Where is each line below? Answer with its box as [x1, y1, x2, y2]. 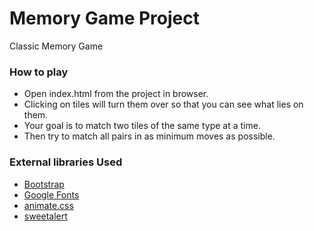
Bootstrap [23, 178, 65, 190]
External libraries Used [9, 155, 123, 169]
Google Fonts [23, 188, 80, 201]
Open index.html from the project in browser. [23, 88, 209, 100]
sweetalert [23, 210, 68, 222]
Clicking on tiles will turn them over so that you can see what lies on [23, 98, 304, 111]
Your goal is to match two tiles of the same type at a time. [23, 120, 261, 132]
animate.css [23, 199, 74, 211]
